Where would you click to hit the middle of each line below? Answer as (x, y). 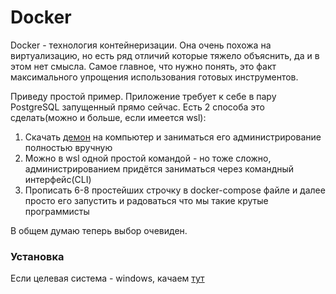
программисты (57, 211)
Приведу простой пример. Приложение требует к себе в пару (143, 96)
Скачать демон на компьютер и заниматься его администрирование (173, 137)
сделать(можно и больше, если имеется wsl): (108, 117)
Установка (37, 256)
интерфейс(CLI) (58, 179)
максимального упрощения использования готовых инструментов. (154, 77)
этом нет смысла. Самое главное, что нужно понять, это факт (143, 66)
